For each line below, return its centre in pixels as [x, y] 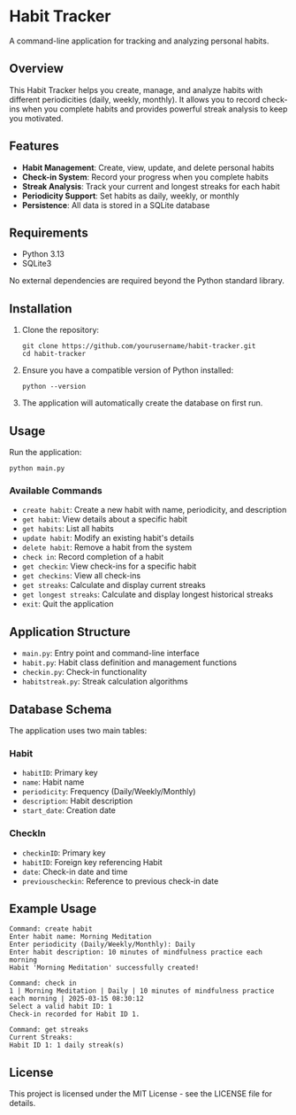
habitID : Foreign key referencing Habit [92, 862]
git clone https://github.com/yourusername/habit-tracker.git [139, 346]
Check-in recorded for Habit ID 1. [75, 1014]
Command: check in [43, 983]
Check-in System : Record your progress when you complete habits [145, 177]
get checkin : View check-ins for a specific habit [109, 566]
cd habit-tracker [54, 354]
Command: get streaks [49, 1030]
